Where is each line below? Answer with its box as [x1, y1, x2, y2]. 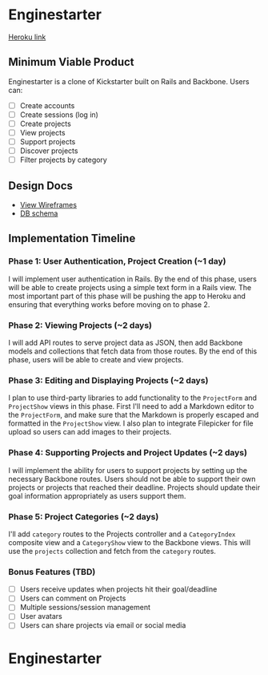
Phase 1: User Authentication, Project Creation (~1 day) [8, 256, 226, 267]
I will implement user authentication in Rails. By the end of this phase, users [8, 274, 258, 284]
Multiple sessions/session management [19, 603, 150, 612]
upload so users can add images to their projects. [8, 427, 172, 437]
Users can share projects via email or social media [19, 620, 186, 630]
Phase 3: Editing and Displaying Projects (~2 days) [8, 374, 209, 386]
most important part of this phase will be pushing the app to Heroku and [8, 291, 246, 301]
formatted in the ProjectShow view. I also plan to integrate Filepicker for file [8, 418, 254, 428]
